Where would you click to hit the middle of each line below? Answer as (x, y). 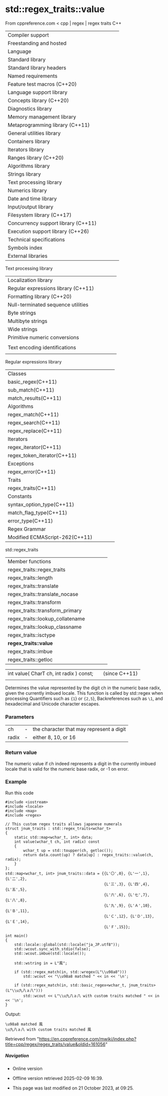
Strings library (24, 174)
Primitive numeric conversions (43, 337)
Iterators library (26, 150)
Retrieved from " (22, 1039)
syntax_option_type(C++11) (41, 504)
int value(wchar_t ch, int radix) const (57, 842)
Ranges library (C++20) (36, 158)
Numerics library (27, 190)
